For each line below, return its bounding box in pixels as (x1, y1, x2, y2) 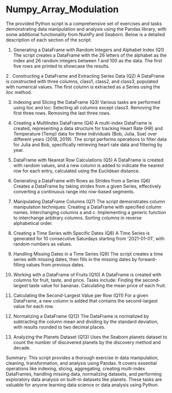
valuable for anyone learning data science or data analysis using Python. (6, 382, 159, 388)
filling (13, 262, 25, 268)
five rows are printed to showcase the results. (13, 63, 110, 69)
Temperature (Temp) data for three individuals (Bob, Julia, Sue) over (13, 130, 158, 136)
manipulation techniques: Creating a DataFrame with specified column (13, 203, 162, 210)
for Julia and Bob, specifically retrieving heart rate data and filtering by (13, 142, 163, 148)
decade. (13, 344, 31, 351)
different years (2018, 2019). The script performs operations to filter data (13, 136, 167, 142)
